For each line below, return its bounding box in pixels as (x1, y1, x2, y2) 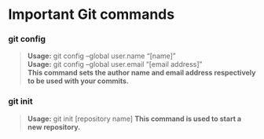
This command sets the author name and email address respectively (27, 68, 256, 78)
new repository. (27, 122, 81, 131)
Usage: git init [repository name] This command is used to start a (27, 114, 242, 123)
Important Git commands (8, 5, 175, 24)
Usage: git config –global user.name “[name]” (27, 51, 177, 60)
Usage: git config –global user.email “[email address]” (27, 60, 203, 69)
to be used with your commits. (27, 76, 130, 86)
